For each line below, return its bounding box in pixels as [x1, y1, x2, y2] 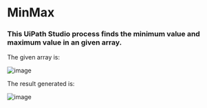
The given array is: [7, 53, 61, 62]
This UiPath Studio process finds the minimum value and [7, 29, 201, 39]
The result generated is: [7, 80, 75, 88]
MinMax [7, 5, 55, 21]
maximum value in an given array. [7, 38, 122, 47]
